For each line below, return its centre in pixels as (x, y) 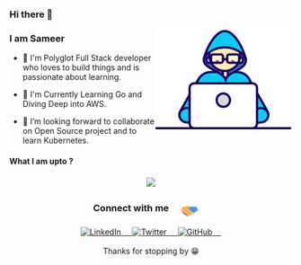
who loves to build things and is (81, 67)
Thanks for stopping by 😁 (151, 251)
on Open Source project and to (80, 131)
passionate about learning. (71, 77)
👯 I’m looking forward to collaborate (89, 121)
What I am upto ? (41, 161)
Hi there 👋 (31, 14)
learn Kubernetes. (55, 141)
